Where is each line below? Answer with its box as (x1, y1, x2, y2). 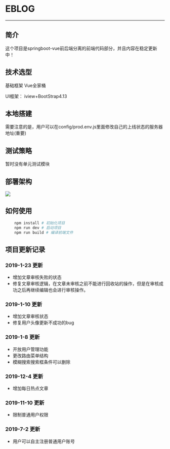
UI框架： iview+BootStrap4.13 (5, 93, 67, 99)
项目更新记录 (5, 245, 46, 254)
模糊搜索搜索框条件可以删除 (12, 359, 71, 365)
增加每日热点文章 (12, 386, 49, 392)
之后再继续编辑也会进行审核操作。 (17, 287, 89, 293)
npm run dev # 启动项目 (14, 225, 62, 230)
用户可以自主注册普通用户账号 (12, 438, 75, 444)
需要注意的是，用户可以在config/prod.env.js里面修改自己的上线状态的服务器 (5, 124, 163, 130)
